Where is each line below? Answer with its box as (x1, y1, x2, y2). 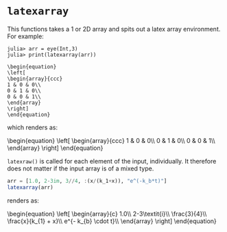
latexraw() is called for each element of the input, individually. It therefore (7, 157, 217, 165)
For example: (7, 32, 45, 40)
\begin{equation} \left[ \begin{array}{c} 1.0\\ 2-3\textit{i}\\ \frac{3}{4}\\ (7, 209, 207, 218)
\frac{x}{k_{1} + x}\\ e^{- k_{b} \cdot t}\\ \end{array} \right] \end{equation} (7, 217, 217, 225)
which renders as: (7, 123, 58, 131)
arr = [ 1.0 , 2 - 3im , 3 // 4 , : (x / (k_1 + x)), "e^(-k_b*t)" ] (7, 177, 167, 184)
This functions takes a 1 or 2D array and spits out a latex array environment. (7, 25, 221, 33)
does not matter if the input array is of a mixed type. (7, 164, 154, 172)
